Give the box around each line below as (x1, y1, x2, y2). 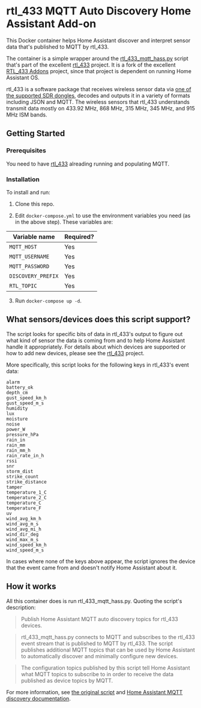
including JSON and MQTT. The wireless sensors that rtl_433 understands (6, 98, 190, 106)
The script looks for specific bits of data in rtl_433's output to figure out (6, 330, 183, 337)
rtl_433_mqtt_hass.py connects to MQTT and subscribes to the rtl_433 (20, 633, 195, 640)
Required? (64, 232, 94, 241)
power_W (6, 426, 26, 433)
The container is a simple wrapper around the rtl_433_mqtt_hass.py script (6, 55, 189, 62)
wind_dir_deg (6, 531, 39, 538)
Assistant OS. (6, 74, 40, 81)
